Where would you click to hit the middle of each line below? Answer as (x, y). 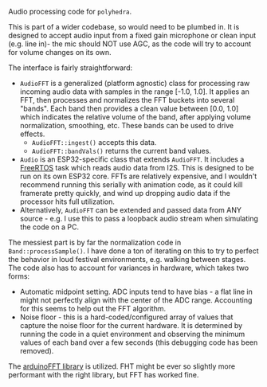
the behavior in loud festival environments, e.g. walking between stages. (127, 259)
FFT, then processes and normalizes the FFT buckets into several (127, 100)
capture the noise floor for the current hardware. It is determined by (131, 325)
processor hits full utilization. (67, 201)
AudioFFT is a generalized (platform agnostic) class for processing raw (135, 83)
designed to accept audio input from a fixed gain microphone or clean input (132, 35)
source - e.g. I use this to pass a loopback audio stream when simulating (139, 219)
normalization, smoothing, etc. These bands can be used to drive (126, 125)
